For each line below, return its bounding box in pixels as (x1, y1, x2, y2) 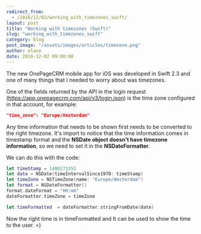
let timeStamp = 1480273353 (6, 166, 77, 172)
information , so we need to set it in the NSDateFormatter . (6, 142, 151, 149)
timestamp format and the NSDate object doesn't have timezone (6, 136, 168, 143)
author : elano (6, 48, 42, 54)
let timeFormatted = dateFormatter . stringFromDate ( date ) (6, 204, 154, 210)
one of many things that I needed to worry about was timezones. (6, 76, 166, 83)
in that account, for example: (6, 100, 77, 108)
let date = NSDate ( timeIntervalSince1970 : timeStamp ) (6, 171, 144, 177)
